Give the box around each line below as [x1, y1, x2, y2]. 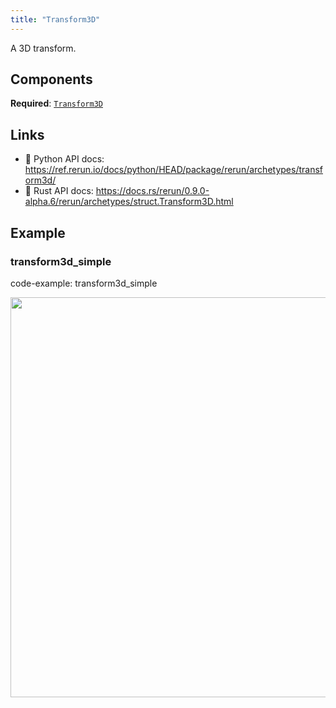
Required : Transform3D [10, 97, 103, 110]
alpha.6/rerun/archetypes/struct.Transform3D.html [24, 196, 234, 208]
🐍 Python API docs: [24, 153, 105, 165]
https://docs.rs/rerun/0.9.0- [95, 185, 210, 197]
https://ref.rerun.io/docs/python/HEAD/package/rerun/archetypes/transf [24, 164, 323, 176]
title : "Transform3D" [10, 14, 101, 25]
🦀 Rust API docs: [24, 185, 94, 197]
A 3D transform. [10, 42, 77, 54]
